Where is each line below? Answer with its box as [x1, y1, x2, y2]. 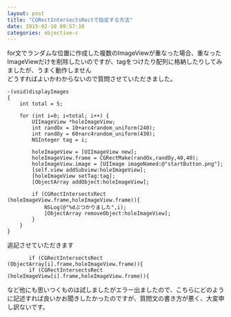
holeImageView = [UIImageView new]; [32, 149, 137, 155]
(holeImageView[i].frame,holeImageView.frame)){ [7, 273, 150, 280]
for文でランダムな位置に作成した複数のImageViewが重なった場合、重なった [7, 49, 222, 57]
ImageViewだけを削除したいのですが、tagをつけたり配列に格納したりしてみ [7, 58, 223, 66]
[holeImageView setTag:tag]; [32, 173, 116, 179]
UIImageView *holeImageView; [32, 118, 116, 126]
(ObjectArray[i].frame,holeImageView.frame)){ [7, 261, 143, 268]
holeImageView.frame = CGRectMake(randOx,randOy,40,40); [32, 155, 199, 162]
